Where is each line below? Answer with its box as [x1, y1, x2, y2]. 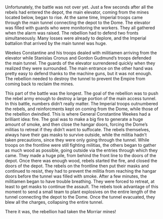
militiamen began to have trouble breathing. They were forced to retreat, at [5, 179, 155, 184]
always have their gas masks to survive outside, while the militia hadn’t [5, 132, 147, 138]
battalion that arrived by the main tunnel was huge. [5, 40, 107, 46]
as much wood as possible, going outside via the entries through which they [5, 147, 158, 153]
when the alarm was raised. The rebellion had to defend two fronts [5, 30, 139, 36]
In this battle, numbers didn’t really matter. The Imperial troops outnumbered [5, 101, 158, 106]
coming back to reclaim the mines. [5, 81, 74, 87]
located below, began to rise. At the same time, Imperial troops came [5, 15, 143, 20]
